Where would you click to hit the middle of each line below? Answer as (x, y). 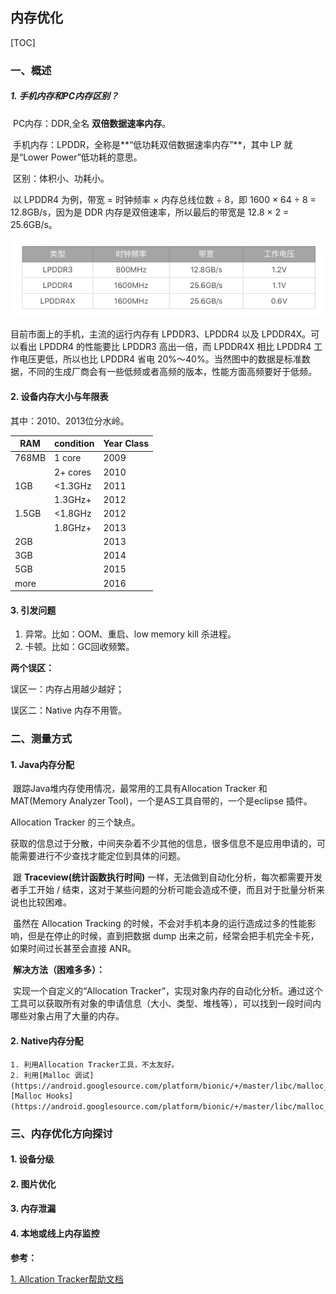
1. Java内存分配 (42, 764)
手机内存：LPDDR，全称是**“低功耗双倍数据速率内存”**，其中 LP (147, 144)
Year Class (126, 444)
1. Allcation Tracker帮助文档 (67, 1279)
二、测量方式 (41, 739)
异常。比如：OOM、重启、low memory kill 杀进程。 (130, 634)
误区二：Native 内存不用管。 (69, 710)
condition (74, 444)
